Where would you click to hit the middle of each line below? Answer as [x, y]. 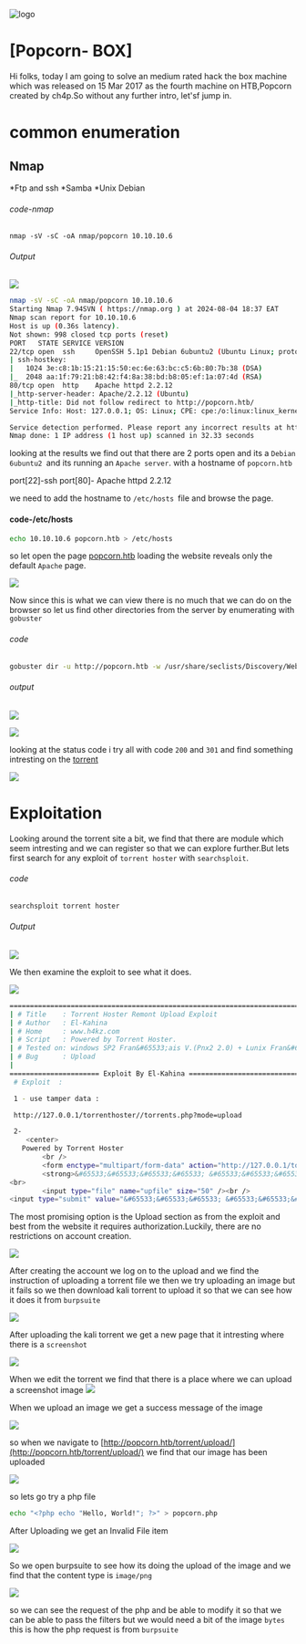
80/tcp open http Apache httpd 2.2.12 [91, 386]
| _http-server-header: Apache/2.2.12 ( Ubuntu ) [99, 394]
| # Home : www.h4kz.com [65, 1031]
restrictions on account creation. [71, 1236]
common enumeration [95, 133]
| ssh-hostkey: [38, 360]
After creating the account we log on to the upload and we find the [134, 1271]
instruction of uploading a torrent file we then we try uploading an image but [153, 1281]
